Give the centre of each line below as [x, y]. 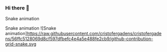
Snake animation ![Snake [31, 28]
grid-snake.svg [21, 44]
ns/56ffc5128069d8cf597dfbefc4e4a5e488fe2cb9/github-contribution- [79, 39]
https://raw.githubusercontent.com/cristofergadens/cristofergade [94, 34]
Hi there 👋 [17, 8]
